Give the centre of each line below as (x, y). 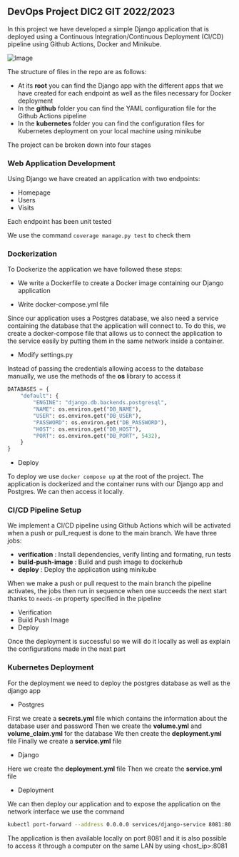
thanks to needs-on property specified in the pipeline (85, 599)
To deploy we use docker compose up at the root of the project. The (106, 476)
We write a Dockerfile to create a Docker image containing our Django (121, 283)
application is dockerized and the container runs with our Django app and (115, 484)
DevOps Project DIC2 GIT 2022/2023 (91, 12)
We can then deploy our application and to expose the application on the (114, 804)
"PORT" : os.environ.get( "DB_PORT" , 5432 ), (97, 436)
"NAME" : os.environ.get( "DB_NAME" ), (87, 409)
